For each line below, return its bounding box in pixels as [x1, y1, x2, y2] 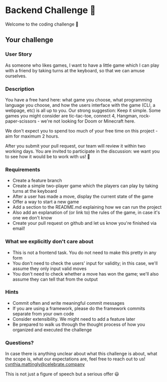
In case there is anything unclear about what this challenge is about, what [5, 351, 157, 357]
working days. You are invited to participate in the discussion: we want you [5, 148, 160, 154]
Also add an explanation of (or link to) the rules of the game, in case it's [12, 209, 160, 215]
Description [5, 85, 35, 92]
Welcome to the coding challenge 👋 [5, 21, 79, 27]
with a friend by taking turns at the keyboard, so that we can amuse [5, 67, 145, 73]
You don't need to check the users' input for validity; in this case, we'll [12, 260, 158, 266]
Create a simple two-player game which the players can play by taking [12, 183, 158, 189]
